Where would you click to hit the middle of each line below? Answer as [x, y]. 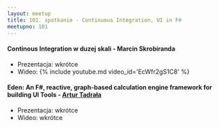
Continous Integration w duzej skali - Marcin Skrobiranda [91, 49]
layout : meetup [29, 14]
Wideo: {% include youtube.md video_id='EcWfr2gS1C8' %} [103, 71]
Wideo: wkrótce [40, 117]
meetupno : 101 [28, 26]
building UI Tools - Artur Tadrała [55, 95]
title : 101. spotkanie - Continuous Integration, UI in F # [95, 20]
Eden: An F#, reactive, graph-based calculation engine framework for [109, 87]
